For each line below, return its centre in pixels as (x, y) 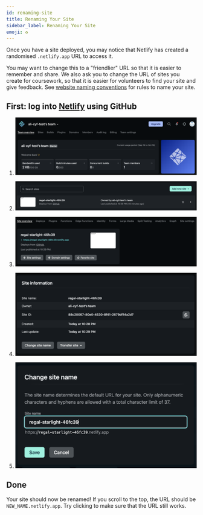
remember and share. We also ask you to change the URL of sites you (93, 74)
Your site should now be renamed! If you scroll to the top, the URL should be (101, 499)
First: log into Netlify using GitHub (72, 106)
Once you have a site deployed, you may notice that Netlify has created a (97, 50)
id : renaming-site (29, 13)
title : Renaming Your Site (40, 19)
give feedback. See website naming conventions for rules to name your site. (101, 87)
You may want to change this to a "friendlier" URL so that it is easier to (94, 68)
